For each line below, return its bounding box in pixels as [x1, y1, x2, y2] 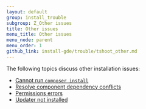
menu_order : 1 [6, 43, 43, 49]
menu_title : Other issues [6, 31, 72, 38]
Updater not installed [15, 96, 68, 103]
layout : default [6, 8, 47, 15]
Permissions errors [15, 89, 63, 97]
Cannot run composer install [15, 76, 89, 84]
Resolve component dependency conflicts [15, 83, 122, 90]
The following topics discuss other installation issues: [6, 65, 141, 72]
